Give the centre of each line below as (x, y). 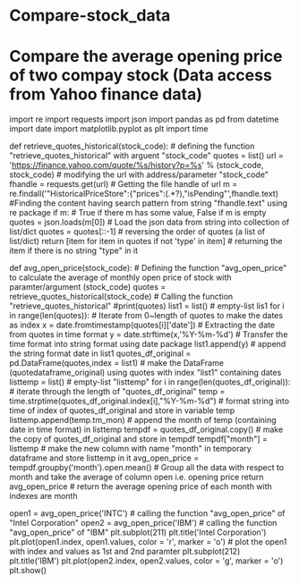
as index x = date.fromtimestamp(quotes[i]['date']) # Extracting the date (142, 325)
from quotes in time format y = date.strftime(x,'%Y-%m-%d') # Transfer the (149, 334)
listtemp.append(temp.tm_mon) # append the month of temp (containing (143, 420)
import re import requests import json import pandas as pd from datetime (144, 119)
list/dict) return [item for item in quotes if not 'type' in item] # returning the (146, 241)
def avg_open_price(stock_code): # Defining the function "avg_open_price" (148, 268)
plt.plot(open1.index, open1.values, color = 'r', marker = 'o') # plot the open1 (148, 542)
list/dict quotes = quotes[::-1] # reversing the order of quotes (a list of (137, 232)
